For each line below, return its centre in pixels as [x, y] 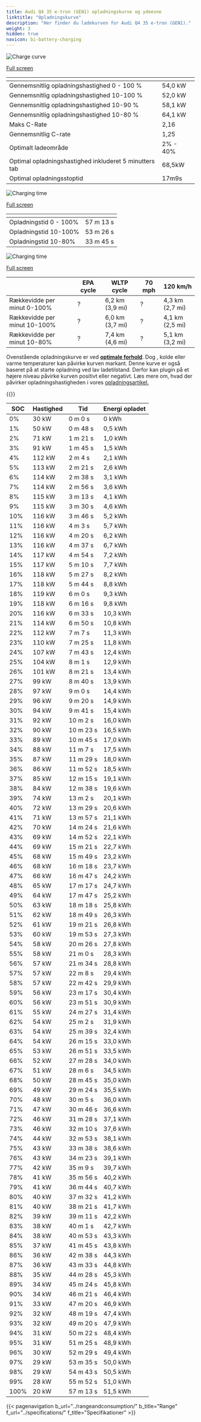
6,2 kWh [115, 535]
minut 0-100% [31, 308]
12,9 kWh [117, 662]
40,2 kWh [117, 1178]
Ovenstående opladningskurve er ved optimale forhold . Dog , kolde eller [96, 357]
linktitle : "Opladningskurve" [44, 17]
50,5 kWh [117, 1372]
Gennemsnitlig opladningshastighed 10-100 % [76, 95]
